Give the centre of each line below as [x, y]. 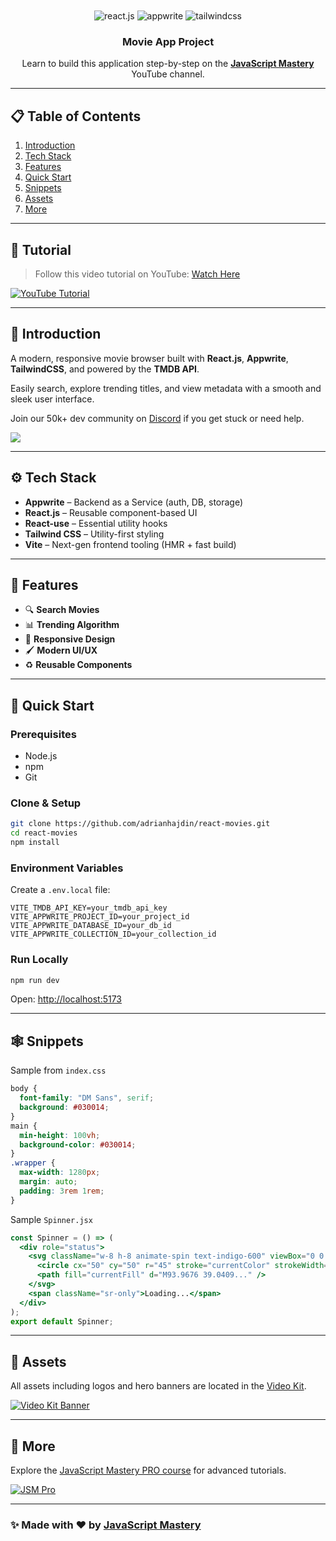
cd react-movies [44, 833]
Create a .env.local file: [60, 890]
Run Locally [39, 960]
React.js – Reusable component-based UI [111, 512]
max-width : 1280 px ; [60, 1173]
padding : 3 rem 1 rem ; [62, 1191]
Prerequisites [43, 734]
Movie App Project [168, 41]
